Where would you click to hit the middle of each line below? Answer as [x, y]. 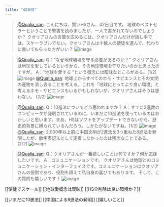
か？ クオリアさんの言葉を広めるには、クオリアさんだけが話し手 [82, 37]
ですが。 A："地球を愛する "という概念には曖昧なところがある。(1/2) [87, 72]
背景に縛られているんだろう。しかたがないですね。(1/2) [82, 125]
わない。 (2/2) [32, 96]
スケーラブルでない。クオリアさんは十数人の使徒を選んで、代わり [93, 43]
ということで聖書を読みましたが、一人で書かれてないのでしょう [90, 31]
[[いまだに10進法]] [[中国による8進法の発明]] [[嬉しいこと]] [65, 199]
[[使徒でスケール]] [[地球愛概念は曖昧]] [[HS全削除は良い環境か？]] [73, 189]
